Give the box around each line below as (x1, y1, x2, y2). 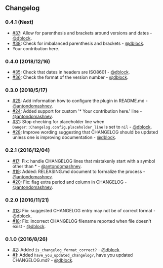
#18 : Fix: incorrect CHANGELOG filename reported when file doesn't (12, 218, 152, 224)
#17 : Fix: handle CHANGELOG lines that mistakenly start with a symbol (12, 158, 156, 164)
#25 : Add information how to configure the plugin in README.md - (12, 98, 148, 104)
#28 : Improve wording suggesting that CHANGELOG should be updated (12, 129, 158, 135)
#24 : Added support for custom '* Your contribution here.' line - (12, 108, 142, 114)
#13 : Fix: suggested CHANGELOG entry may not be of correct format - (12, 207, 156, 213)
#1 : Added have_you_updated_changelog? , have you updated (12, 252, 133, 258)
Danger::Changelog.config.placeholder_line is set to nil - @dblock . (12, 124, 152, 130)
